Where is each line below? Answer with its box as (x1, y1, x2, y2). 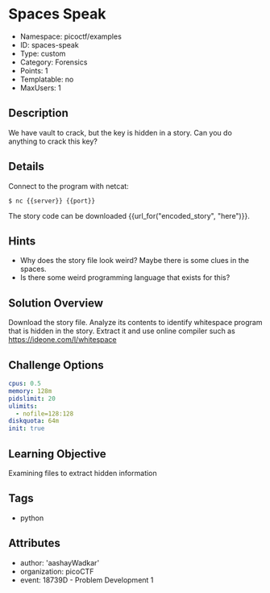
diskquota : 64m (8, 417, 60, 425)
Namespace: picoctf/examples (19, 31, 123, 41)
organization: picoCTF (19, 566, 94, 576)
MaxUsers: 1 (19, 82, 62, 93)
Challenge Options (8, 358, 105, 372)
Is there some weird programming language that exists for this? (19, 273, 231, 282)
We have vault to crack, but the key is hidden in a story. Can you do (8, 127, 232, 137)
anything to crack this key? (8, 136, 98, 146)
